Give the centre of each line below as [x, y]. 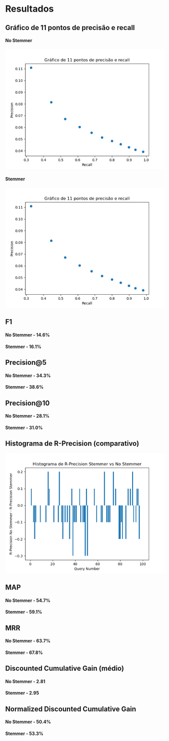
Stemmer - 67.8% [24, 652]
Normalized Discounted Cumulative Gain [71, 709]
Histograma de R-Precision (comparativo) [72, 443]
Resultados [30, 9]
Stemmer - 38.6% [25, 387]
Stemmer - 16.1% [23, 347]
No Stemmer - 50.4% [28, 722]
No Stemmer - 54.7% [28, 600]
